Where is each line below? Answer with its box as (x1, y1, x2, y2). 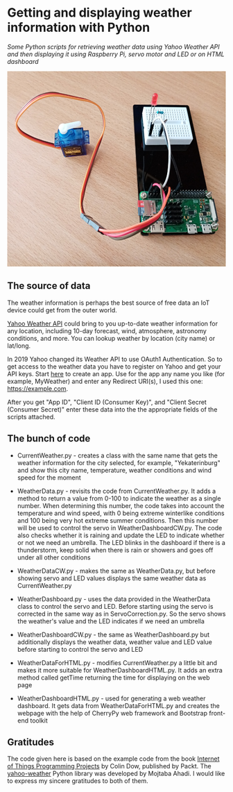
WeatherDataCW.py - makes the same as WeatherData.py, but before (17, 566, 216, 575)
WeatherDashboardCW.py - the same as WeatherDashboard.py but (17, 630, 210, 639)
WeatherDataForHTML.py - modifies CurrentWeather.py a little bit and (17, 658, 217, 667)
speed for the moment (17, 473, 81, 482)
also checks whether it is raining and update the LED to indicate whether (17, 531, 225, 539)
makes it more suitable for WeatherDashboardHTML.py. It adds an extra (17, 666, 223, 674)
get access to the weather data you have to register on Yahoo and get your (7, 362, 221, 371)
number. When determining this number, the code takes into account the (17, 501, 225, 509)
